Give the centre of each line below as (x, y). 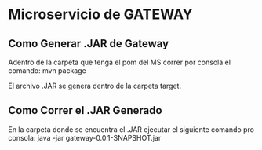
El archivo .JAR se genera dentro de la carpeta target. (95, 86)
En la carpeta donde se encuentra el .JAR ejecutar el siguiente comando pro (131, 129)
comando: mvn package (47, 71)
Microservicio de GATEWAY (100, 15)
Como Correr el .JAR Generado (85, 110)
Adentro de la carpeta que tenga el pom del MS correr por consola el (120, 62)
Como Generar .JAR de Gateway (89, 44)
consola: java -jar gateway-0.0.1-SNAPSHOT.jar (85, 137)
